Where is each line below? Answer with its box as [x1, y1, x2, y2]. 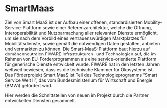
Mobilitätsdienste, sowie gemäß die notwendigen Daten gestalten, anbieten [5, 40, 160, 46]
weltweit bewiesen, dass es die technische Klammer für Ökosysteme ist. [5, 66, 154, 72]
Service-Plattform [5, 24, 42, 30]
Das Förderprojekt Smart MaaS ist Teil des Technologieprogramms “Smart [5, 72, 157, 78]
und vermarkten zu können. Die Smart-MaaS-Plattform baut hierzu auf [5, 46, 150, 52]
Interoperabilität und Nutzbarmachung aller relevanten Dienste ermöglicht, [5, 30, 158, 36]
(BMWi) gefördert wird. [5, 82, 53, 88]
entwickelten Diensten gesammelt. [5, 97, 76, 103]
